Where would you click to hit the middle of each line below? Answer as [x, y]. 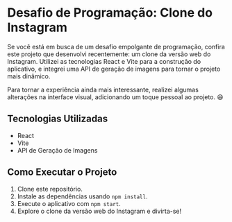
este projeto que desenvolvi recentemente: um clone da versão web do [109, 54]
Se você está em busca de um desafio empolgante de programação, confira [116, 46]
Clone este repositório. [50, 189]
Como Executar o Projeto [62, 172]
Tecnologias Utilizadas [58, 119]
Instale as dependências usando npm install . [82, 196]
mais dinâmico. [29, 76]
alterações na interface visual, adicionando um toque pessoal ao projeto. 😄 [115, 97]
